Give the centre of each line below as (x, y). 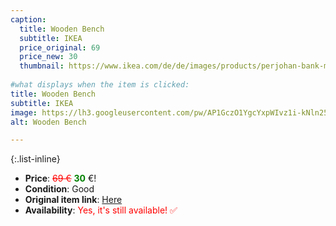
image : (24, 112)
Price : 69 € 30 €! (60, 178)
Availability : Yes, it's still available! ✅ (101, 210)
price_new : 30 (48, 57)
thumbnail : (42, 66)
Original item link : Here (73, 200)
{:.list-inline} (35, 159)
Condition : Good (59, 189)
